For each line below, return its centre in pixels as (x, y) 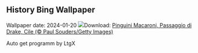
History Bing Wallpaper (51, 10)
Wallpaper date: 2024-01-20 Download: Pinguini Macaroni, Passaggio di (99, 25)
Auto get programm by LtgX (41, 43)
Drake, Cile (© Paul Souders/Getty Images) (60, 31)
